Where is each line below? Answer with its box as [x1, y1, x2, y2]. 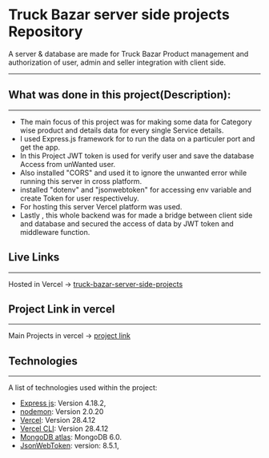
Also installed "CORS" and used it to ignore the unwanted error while [19, 168, 247, 177]
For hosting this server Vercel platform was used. [19, 201, 183, 211]
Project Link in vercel [8, 302, 115, 316]
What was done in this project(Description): [8, 88, 231, 102]
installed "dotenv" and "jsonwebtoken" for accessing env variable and [19, 185, 252, 194]
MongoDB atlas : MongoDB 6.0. [19, 432, 122, 442]
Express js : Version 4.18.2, [19, 398, 106, 408]
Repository [8, 22, 83, 41]
